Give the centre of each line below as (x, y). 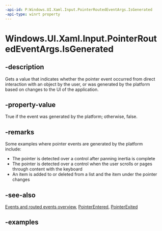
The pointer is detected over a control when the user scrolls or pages (82, 164)
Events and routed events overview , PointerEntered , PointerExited (72, 206)
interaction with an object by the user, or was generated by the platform (78, 84)
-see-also (20, 195)
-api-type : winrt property (33, 14)
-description (25, 67)
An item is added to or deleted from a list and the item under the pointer (85, 174)
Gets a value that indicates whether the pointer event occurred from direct (80, 79)
